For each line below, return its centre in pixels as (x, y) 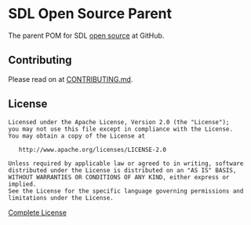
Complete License (37, 212)
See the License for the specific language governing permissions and (126, 191)
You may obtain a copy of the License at (77, 136)
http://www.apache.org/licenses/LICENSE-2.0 (93, 149)
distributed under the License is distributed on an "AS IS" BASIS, (122, 170)
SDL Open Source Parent (90, 14)
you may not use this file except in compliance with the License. (121, 129)
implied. (22, 184)
